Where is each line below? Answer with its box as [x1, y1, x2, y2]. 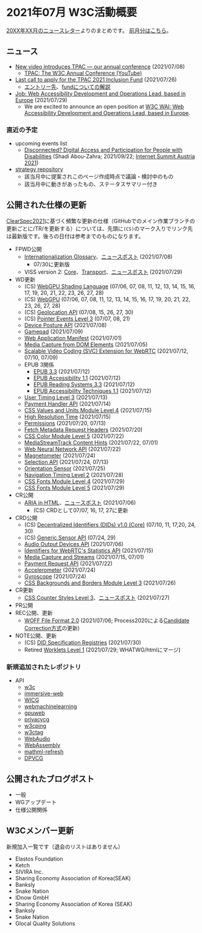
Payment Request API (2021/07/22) [24, 560, 113, 567]
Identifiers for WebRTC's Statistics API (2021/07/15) [24, 547, 154, 554]
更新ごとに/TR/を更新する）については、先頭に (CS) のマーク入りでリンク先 [6, 224, 193, 232]
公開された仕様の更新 [6, 200, 86, 210]
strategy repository [15, 165, 64, 173]
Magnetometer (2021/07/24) [24, 451, 96, 459]
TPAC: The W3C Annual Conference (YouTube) [24, 69, 142, 77]
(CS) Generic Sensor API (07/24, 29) [24, 533, 116, 541]
